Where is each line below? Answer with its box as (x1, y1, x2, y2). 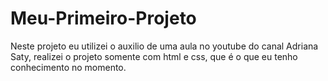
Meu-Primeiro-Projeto (10, 7, 197, 30)
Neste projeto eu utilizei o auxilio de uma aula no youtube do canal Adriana (10, 40, 319, 52)
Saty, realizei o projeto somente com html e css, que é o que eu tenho (10, 50, 298, 62)
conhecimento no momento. (10, 61, 127, 73)
